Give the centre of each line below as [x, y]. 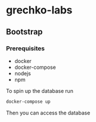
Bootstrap [24, 32]
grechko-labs [39, 10]
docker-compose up [28, 102]
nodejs [22, 73]
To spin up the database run [40, 90]
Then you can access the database [48, 113]
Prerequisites [25, 48]
